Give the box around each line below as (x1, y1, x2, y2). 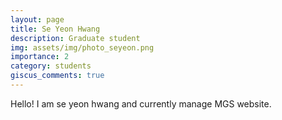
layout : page (10, 14, 65, 25)
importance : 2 (10, 52, 70, 62)
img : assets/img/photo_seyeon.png (10, 42, 155, 53)
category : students (10, 61, 92, 71)
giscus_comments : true (10, 71, 105, 81)
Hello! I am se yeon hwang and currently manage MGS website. (10, 97, 272, 110)
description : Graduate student (10, 33, 141, 43)
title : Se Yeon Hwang (10, 24, 101, 34)
